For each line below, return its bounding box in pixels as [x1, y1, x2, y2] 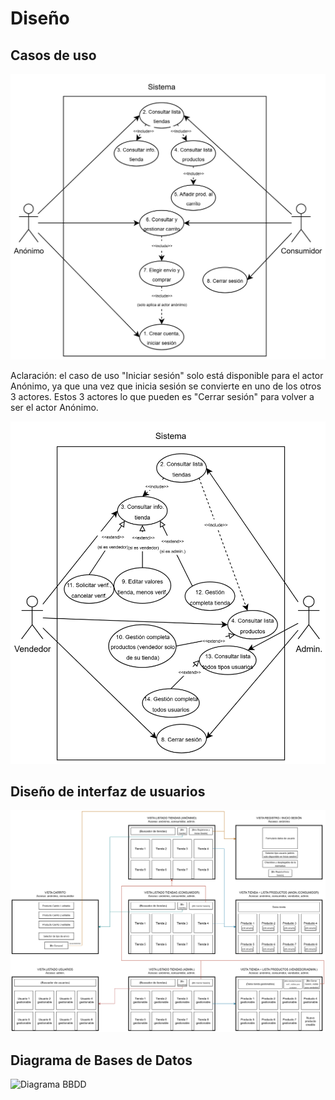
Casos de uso [10, 47, 97, 64]
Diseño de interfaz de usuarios [10, 783, 206, 800]
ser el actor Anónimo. [10, 402, 99, 414]
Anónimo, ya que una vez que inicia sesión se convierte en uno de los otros [10, 380, 322, 392]
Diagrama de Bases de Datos [10, 1052, 193, 1069]
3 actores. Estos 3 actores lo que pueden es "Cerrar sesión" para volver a [10, 391, 315, 403]
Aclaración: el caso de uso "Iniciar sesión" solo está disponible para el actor [10, 370, 324, 382]
